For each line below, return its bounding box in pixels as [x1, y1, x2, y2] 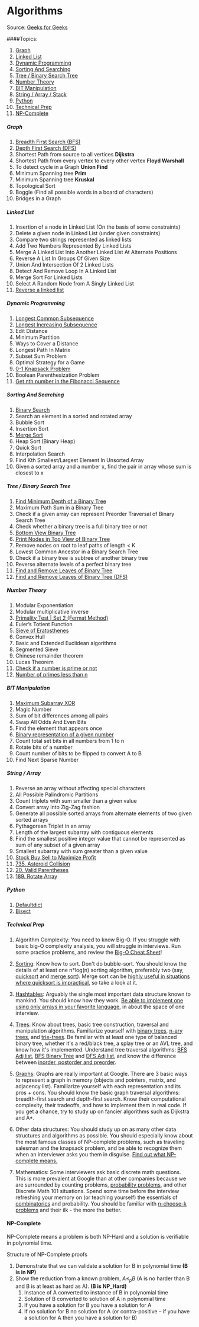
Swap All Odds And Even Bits [15, 718, 87, 725]
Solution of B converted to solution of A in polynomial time [24, 1295, 166, 1302]
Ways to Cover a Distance [15, 339, 79, 347]
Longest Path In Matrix [15, 346, 71, 353]
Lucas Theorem [15, 658, 54, 665]
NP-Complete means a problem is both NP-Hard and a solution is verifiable [6, 1233, 189, 1240]
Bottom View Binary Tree [15, 529, 76, 536]
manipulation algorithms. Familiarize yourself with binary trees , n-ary [15, 1027, 183, 1034]
